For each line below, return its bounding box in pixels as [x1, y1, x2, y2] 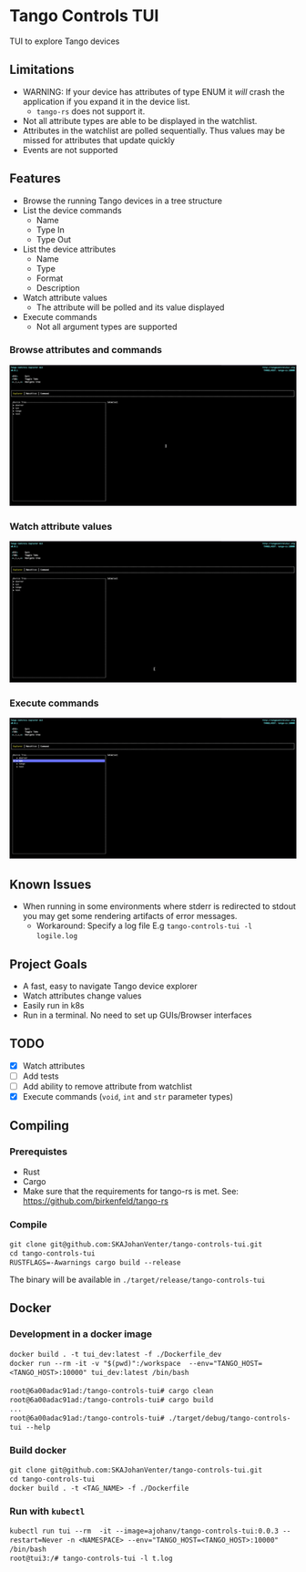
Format [36, 273, 64, 284]
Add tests [22, 1070, 59, 1081]
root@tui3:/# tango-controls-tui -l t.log [9, 1554, 173, 1564]
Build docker [9, 1443, 66, 1456]
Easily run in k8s [22, 1000, 85, 1011]
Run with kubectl [9, 1505, 86, 1517]
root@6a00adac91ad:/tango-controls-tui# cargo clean [9, 1386, 214, 1395]
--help [25, 1422, 51, 1432]
